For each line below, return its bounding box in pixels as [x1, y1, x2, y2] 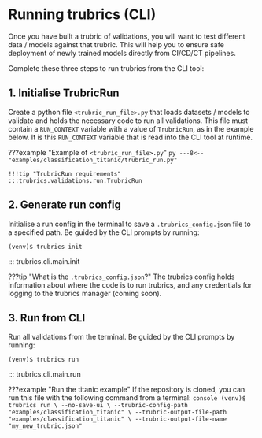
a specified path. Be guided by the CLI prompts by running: [8, 227, 200, 237]
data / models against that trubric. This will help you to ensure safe [8, 39, 224, 49]
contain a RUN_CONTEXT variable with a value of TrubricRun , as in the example [8, 124, 254, 133]
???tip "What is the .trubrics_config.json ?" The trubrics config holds [8, 272, 235, 281]
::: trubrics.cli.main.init [8, 256, 80, 265]
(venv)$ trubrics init [8, 243, 83, 251]
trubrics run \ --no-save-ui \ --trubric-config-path [8, 402, 189, 410]
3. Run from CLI [8, 311, 86, 325]
